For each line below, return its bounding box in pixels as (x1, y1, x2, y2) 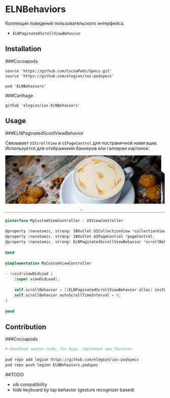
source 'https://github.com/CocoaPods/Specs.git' (5, 68, 112, 74)
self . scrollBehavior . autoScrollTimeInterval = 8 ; (14, 292, 121, 297)
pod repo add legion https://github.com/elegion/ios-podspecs (5, 357, 139, 362)
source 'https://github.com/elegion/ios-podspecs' (5, 73, 114, 79)
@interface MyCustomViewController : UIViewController (5, 218, 123, 223)
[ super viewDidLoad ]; (14, 277, 60, 282)
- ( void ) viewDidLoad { (5, 271, 53, 276)
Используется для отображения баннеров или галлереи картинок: (5, 145, 150, 151)
